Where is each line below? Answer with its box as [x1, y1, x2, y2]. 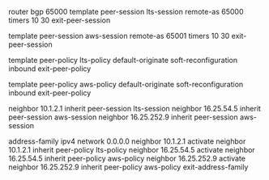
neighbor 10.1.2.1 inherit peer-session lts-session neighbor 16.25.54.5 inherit [8, 104, 262, 113]
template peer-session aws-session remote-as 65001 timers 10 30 [8, 31, 230, 40]
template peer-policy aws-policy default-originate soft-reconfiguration [8, 80, 244, 89]
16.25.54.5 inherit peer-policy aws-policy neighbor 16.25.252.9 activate [8, 153, 246, 163]
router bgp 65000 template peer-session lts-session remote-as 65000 [8, 7, 244, 16]
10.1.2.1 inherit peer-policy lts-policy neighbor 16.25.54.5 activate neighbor [8, 145, 255, 154]
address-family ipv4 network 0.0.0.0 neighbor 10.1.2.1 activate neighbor [8, 136, 246, 146]
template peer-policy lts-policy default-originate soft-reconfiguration [8, 56, 238, 65]
